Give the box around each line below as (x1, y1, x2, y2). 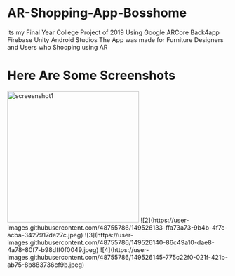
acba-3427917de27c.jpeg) (7, 230, 83, 239)
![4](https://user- (100, 245, 149, 254)
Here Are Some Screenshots (7, 68, 176, 83)
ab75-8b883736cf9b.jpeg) (7, 261, 85, 269)
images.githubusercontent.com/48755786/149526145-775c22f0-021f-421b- (7, 253, 228, 261)
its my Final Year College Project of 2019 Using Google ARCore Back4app (7, 28, 220, 36)
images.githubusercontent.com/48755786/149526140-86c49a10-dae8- (7, 238, 215, 247)
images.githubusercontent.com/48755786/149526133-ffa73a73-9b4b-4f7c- (7, 223, 228, 232)
